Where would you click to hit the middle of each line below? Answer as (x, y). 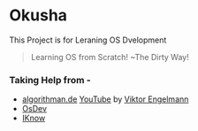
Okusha (38, 15)
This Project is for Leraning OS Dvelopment (88, 40)
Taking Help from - (50, 80)
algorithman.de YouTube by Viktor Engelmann (105, 99)
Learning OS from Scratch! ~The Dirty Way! (110, 57)
